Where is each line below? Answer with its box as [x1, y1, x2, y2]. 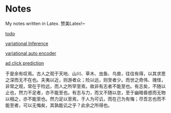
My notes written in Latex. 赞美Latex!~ [5, 20, 85, 26]
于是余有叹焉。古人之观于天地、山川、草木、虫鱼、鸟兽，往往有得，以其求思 [5, 70, 166, 77]
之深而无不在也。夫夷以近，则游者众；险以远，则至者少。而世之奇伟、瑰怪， [5, 77, 166, 83]
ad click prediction [5, 60, 44, 66]
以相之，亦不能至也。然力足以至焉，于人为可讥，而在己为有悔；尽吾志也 [5, 96, 157, 102]
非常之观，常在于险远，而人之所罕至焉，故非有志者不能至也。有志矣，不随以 [5, 83, 166, 89]
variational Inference [5, 40, 48, 46]
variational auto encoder [5, 50, 56, 56]
